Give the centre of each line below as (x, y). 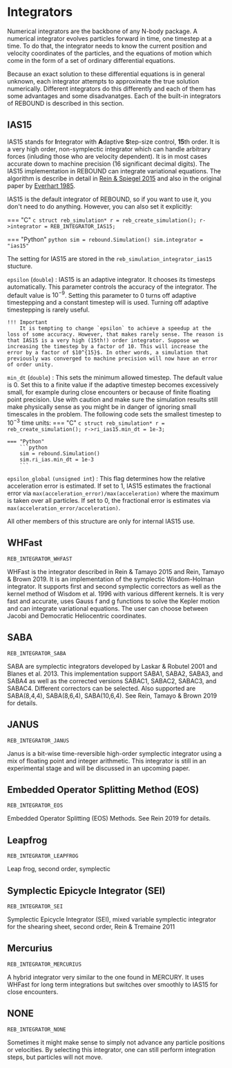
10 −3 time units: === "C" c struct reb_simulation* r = (86, 422)
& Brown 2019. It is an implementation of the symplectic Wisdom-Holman (111, 579)
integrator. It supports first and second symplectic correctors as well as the (114, 586)
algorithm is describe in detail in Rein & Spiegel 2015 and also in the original (115, 178)
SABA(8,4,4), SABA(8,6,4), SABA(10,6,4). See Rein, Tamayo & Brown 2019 (112, 696)
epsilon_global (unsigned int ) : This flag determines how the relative (106, 479)
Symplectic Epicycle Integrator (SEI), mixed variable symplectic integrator (112, 919)
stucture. (20, 266)
